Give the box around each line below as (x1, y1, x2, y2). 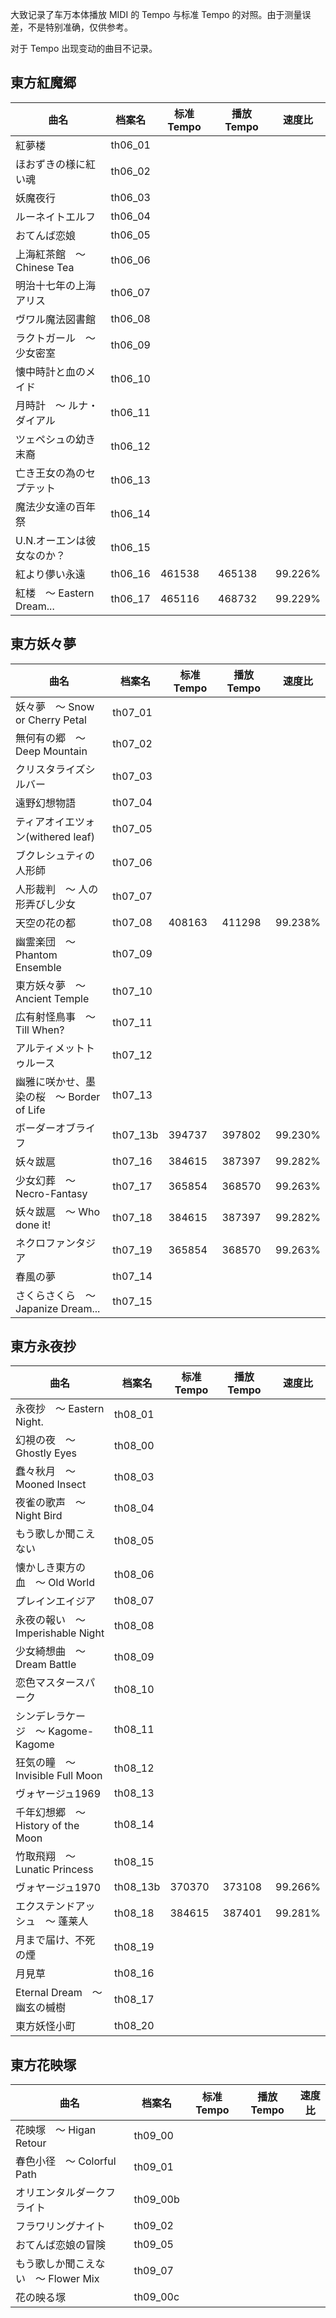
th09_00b (133, 2193, 180, 2207)
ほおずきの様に (15, 157, 87, 171)
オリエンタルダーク (15, 2186, 107, 2200)
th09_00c (133, 2290, 180, 2304)
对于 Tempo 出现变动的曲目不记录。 (10, 43, 158, 54)
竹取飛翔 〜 (15, 1849, 77, 1863)
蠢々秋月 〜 (15, 1464, 77, 1478)
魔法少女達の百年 (15, 499, 97, 513)
